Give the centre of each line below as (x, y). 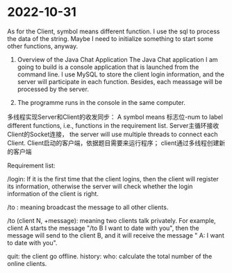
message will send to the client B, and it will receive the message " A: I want (116, 235)
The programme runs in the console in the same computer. (101, 102)
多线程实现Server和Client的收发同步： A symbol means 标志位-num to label (115, 117)
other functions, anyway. (43, 46)
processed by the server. (53, 89)
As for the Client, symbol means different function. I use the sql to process (114, 31)
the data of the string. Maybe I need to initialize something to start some (110, 38)
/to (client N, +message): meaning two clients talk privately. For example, (112, 220)
